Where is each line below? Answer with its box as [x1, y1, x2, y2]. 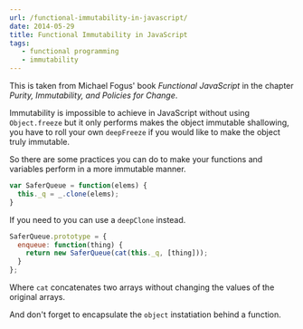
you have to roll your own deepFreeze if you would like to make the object [9, 127, 280, 137]
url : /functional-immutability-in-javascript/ [9, 13, 188, 23]
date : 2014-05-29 [9, 22, 75, 31]
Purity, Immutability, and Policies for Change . [9, 90, 178, 101]
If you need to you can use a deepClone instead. [9, 214, 186, 225]
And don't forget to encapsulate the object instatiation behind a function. [9, 309, 282, 320]
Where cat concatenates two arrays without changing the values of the [9, 282, 275, 293]
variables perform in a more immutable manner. [9, 164, 187, 174]
